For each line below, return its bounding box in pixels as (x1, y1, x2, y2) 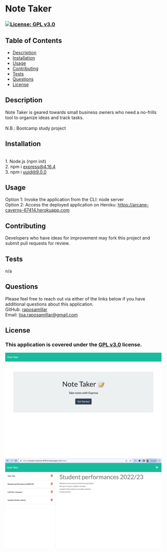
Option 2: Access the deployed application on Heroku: (5, 202, 116, 208)
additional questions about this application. (5, 301, 94, 307)
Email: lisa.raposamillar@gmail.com (5, 311, 78, 317)
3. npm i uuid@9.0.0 (5, 168, 46, 175)
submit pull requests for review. (5, 240, 70, 246)
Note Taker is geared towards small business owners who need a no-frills (5, 109, 156, 115)
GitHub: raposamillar (5, 306, 47, 312)
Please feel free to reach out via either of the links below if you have (5, 295, 145, 301)
